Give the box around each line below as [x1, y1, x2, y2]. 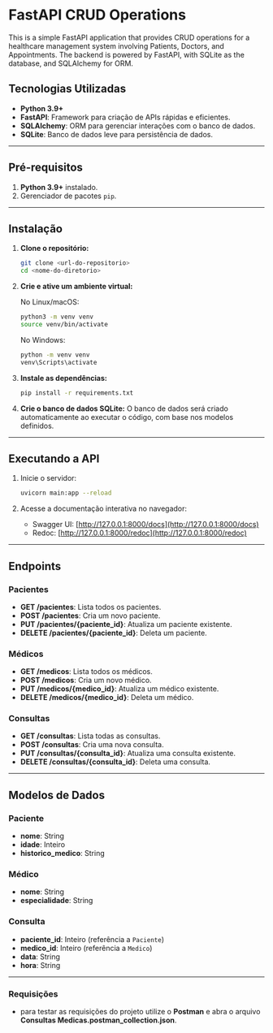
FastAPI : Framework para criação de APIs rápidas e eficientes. [19, 112, 231, 122]
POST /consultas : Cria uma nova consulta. [19, 740, 164, 750]
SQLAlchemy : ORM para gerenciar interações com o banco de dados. [19, 120, 256, 131]
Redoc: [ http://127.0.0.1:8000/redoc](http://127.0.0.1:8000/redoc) [32, 528, 248, 538]
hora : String [19, 960, 61, 970]
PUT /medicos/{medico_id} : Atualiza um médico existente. [19, 684, 219, 694]
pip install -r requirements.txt [19, 388, 134, 397]
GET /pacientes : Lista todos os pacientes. [19, 602, 162, 612]
